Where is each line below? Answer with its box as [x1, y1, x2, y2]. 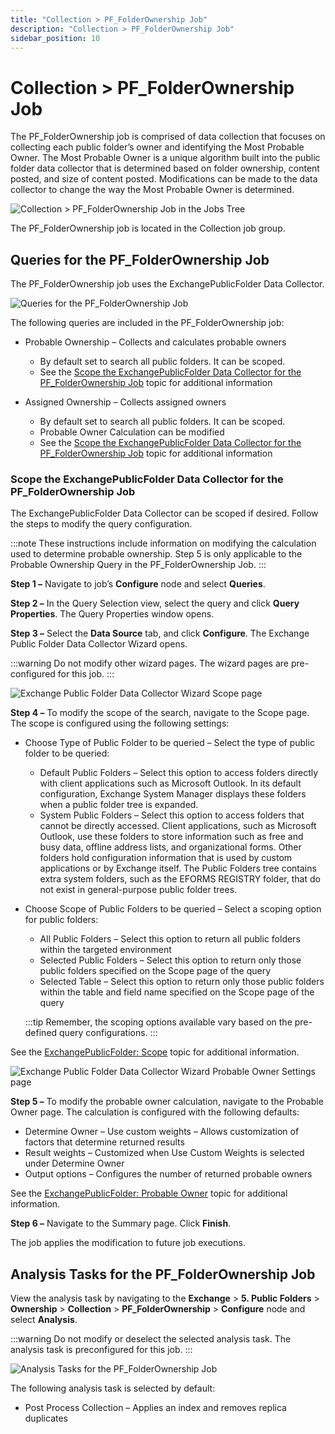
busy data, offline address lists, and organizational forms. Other [39, 841, 302, 853]
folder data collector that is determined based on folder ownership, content [10, 162, 320, 175]
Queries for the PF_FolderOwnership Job [10, 251, 270, 268]
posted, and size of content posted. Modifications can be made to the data [10, 173, 318, 185]
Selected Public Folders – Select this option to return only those [39, 954, 302, 966]
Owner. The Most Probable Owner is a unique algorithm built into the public [10, 152, 321, 164]
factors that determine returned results [24, 1136, 185, 1148]
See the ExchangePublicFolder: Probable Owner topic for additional [10, 1187, 288, 1200]
